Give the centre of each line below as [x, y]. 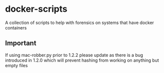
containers [16, 27]
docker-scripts [36, 9]
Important [21, 43]
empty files [16, 65]
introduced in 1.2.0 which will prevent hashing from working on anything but [82, 60]
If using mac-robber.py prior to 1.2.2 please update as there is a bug [74, 55]
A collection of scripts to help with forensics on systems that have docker [80, 23]
